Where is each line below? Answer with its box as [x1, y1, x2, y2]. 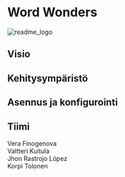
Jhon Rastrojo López [7, 154, 68, 163]
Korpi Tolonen [7, 161, 48, 170]
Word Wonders [7, 4, 97, 21]
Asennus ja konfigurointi [7, 96, 118, 108]
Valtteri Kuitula [7, 147, 50, 155]
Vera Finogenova [7, 139, 57, 147]
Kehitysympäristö [7, 72, 88, 84]
